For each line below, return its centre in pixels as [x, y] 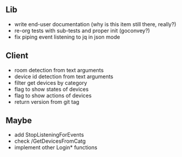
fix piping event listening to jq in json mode [67, 37]
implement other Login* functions [56, 147]
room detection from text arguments [59, 70]
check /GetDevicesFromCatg [50, 141]
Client [17, 56]
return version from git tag [47, 101]
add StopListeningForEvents [49, 135]
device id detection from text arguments [64, 76]
